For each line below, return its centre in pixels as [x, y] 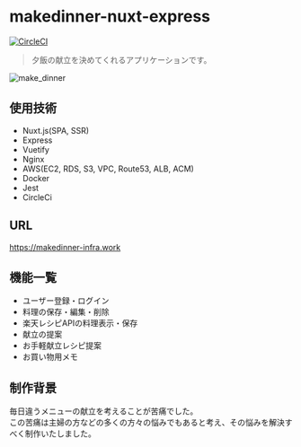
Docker [36, 178]
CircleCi [37, 197]
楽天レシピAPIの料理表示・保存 [80, 323]
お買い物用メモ [50, 357]
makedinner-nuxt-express [110, 17]
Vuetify [35, 149]
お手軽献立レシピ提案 [62, 346]
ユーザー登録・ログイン [66, 301]
